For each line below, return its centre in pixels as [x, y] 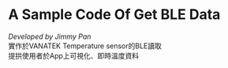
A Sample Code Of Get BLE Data [114, 15]
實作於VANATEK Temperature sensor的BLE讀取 [85, 46]
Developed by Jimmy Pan [50, 36]
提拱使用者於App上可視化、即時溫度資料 [74, 55]
